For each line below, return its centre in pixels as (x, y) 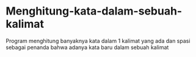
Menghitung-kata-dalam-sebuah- (94, 11)
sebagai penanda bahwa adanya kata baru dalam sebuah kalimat (87, 47)
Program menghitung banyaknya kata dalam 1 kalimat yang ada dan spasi (98, 41)
